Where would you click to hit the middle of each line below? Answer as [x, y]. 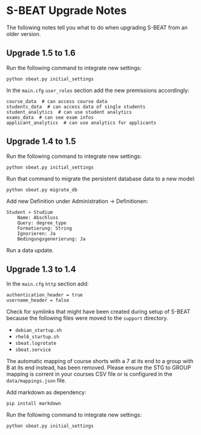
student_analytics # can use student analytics [69, 112]
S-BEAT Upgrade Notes [66, 11]
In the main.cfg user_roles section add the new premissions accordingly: [98, 90]
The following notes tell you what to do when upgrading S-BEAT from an [97, 27]
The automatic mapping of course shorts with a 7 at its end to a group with [100, 361]
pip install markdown [34, 404]
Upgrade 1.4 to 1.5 [41, 142]
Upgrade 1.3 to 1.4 [41, 269]
